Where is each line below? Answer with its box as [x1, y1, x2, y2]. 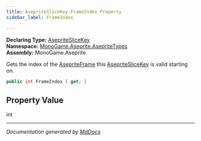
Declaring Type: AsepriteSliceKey [6, 36, 90, 43]
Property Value [6, 95, 64, 105]
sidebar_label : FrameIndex [6, 14, 74, 20]
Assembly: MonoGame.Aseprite [6, 49, 86, 56]
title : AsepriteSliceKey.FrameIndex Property [6, 8, 121, 15]
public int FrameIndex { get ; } [6, 79, 87, 85]
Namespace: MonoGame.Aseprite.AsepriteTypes [6, 43, 127, 50]
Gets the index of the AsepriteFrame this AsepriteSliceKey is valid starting [6, 61, 188, 68]
